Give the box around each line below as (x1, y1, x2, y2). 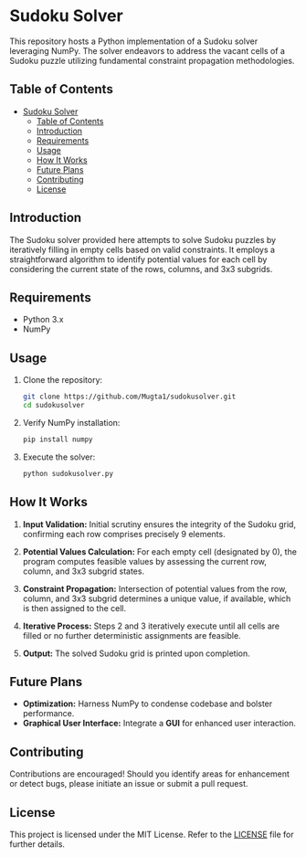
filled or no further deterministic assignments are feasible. (22, 630, 241, 640)
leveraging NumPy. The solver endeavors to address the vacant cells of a (9, 45, 286, 56)
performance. (22, 708, 75, 719)
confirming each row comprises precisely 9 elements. (22, 528, 226, 539)
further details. (9, 838, 66, 850)
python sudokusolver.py (22, 469, 114, 478)
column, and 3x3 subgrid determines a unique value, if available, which (22, 593, 291, 604)
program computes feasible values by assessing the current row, (22, 555, 267, 566)
